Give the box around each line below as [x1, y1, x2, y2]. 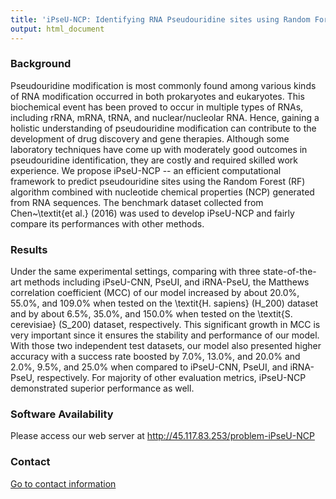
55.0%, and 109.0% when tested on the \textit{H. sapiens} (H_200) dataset [10, 297, 318, 310]
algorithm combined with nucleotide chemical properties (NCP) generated [10, 186, 315, 198]
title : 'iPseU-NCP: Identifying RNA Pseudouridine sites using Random [10, 14, 311, 25]
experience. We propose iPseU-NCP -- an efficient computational [10, 164, 282, 176]
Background [10, 57, 72, 71]
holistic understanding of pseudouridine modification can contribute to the [10, 122, 317, 134]
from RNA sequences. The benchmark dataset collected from [10, 196, 264, 208]
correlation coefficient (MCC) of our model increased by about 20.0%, [10, 287, 300, 299]
